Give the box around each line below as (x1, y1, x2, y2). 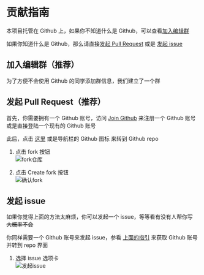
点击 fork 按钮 (15, 148, 51, 155)
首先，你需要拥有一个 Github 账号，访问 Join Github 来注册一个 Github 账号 (6, 114, 196, 121)
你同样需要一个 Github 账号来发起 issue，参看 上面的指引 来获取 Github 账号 (6, 234, 198, 241)
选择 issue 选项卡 (15, 255, 59, 262)
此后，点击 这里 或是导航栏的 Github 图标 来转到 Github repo (6, 135, 159, 142)
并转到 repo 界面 (6, 241, 48, 249)
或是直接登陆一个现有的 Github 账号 (6, 122, 96, 129)
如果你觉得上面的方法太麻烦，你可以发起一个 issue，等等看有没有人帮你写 (6, 213, 193, 220)
